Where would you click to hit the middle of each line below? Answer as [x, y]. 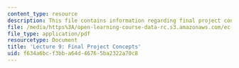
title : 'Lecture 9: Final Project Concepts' [74, 47]
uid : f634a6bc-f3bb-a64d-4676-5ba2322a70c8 [73, 54]
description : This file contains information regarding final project [114, 21]
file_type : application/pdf [49, 34]
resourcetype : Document [43, 40]
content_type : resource [43, 14]
